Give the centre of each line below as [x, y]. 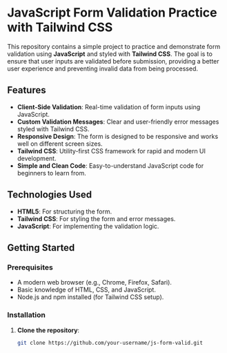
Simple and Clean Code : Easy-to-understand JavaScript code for [110, 165]
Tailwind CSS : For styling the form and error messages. [96, 218]
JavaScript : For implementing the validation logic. [88, 226]
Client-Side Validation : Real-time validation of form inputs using [109, 107]
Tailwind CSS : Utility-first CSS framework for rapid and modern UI [111, 151]
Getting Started [41, 248]
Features [27, 90]
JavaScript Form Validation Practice [112, 13]
